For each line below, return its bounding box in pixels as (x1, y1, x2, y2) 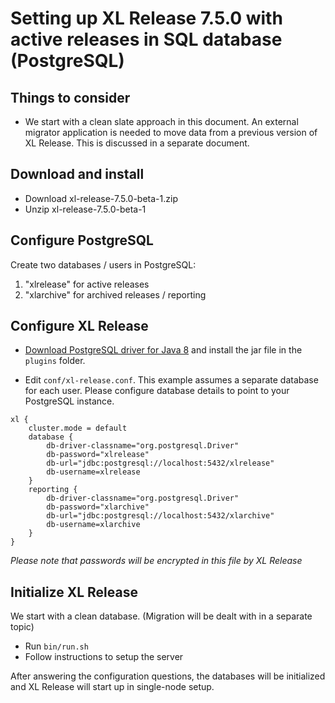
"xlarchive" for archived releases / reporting (24, 288, 207, 301)
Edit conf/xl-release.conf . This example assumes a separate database (24, 374, 319, 386)
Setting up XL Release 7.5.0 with (10, 7, 283, 30)
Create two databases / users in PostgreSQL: (10, 258, 197, 271)
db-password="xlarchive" (46, 502, 150, 512)
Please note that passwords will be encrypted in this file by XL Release (10, 555, 303, 567)
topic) (10, 621, 35, 633)
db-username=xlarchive (46, 520, 141, 530)
